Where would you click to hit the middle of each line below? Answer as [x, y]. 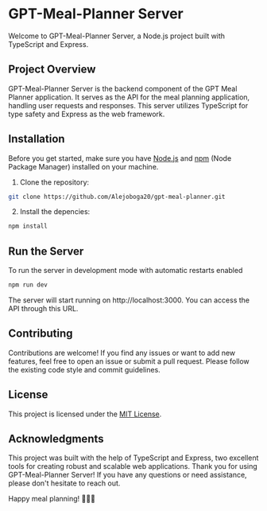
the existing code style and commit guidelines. [84, 369]
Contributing [41, 334]
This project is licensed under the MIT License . [85, 414]
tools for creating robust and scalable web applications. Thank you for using [133, 466]
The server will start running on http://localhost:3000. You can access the [129, 300]
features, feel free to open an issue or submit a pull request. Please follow [129, 361]
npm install [28, 226]
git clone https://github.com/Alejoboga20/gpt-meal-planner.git [117, 197]
